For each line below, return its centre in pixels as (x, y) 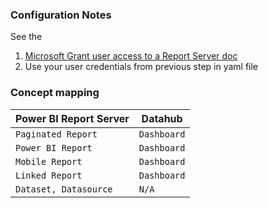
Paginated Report (56, 134)
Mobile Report (49, 161)
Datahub (162, 118)
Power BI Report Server (72, 118)
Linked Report (49, 175)
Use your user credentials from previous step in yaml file (141, 67)
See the (26, 37)
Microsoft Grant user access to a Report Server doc (131, 56)
